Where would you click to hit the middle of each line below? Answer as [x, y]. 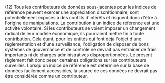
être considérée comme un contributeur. [47, 76]
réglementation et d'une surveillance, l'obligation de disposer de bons [77, 44]
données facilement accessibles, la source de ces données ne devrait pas [81, 71]
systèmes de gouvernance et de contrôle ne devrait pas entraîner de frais [81, 50]
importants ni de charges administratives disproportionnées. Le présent [79, 55]
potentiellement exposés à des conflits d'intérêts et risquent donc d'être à [81, 18]
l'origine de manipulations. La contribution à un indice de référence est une [82, 23]
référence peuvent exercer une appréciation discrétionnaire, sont [72, 12]
